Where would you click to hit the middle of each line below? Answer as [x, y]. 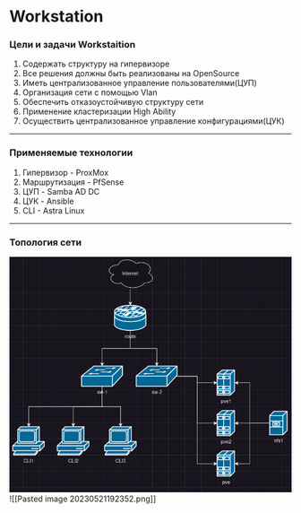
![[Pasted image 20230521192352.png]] [83, 499]
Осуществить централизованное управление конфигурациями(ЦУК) [153, 121]
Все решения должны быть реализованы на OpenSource [131, 74]
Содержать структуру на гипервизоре [96, 64]
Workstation [56, 17]
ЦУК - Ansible [48, 201]
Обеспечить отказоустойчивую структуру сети [113, 102]
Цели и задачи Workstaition [73, 45]
